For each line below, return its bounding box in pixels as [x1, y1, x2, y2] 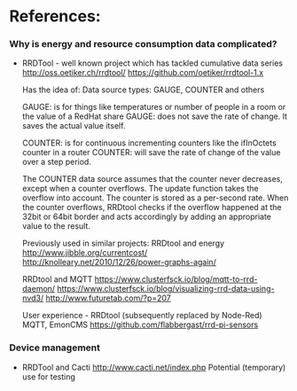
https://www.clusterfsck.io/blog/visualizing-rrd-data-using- [57, 284, 275, 294]
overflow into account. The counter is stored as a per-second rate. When [21, 192, 289, 203]
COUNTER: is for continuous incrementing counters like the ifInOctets [21, 137, 277, 148]
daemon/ [21, 284, 56, 294]
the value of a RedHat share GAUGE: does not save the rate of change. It [21, 111, 288, 121]
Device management [9, 341, 100, 354]
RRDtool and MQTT [21, 274, 93, 285]
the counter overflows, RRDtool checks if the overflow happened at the [21, 202, 282, 213]
